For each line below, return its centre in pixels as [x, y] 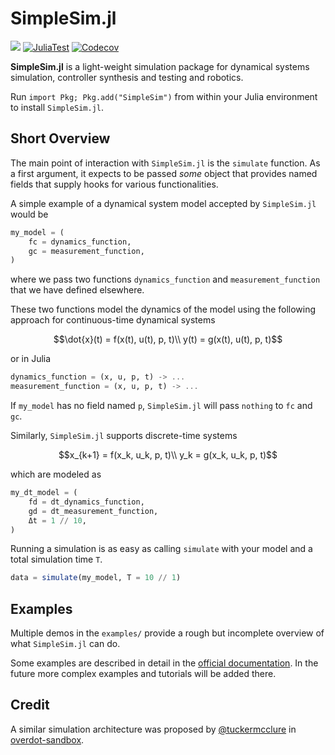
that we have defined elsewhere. [77, 290]
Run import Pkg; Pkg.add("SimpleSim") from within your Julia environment [164, 96]
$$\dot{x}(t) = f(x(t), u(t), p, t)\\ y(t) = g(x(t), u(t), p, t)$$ [168, 339]
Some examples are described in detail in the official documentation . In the [164, 663]
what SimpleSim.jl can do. [65, 644]
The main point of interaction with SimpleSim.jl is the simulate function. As [165, 163]
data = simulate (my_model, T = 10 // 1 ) [96, 578]
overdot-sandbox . [47, 739]
